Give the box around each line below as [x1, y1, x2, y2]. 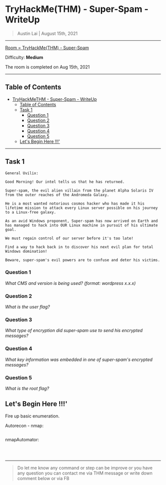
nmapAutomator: [5, 436, 40, 442]
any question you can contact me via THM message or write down [17, 470, 153, 476]
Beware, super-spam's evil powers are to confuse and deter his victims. [5, 257, 161, 263]
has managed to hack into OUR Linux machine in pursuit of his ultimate [5, 222, 158, 228]
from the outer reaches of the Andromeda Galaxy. [5, 192, 110, 197]
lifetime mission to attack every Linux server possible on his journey [5, 205, 158, 210]
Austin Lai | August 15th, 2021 [17, 30, 78, 36]
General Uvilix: [5, 170, 39, 176]
